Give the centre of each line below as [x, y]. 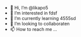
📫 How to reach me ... [33, 29]
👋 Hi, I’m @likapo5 [29, 8]
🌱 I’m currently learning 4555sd [43, 18]
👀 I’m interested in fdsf [33, 13]
